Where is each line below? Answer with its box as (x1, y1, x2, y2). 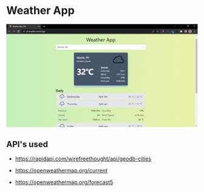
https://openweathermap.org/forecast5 (15, 178, 114, 185)
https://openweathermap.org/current (15, 167, 108, 174)
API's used (6, 139, 49, 149)
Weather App (6, 4, 75, 18)
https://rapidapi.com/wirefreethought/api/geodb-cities (15, 155, 152, 162)
